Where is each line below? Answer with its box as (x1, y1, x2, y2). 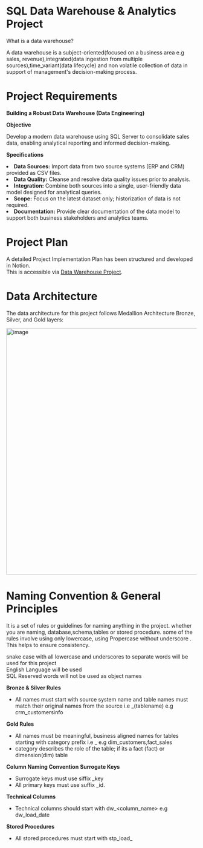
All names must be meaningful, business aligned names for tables (14, 732, 179, 739)
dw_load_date (14, 811, 50, 818)
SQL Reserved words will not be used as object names (6, 672, 142, 679)
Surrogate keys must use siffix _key (14, 775, 104, 782)
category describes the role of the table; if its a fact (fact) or (14, 744, 165, 752)
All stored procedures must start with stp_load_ (14, 834, 133, 842)
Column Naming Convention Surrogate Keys (6, 763, 120, 770)
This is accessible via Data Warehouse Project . (6, 268, 123, 275)
